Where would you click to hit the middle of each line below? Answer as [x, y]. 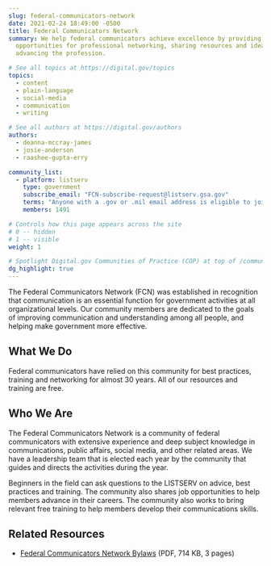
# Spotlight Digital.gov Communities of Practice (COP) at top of [122, 262]
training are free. [36, 388]
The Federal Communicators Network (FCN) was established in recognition [133, 292]
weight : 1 [25, 247]
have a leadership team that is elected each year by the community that [127, 459]
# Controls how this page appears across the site [95, 224]
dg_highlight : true [41, 269]
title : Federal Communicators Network [73, 31]
